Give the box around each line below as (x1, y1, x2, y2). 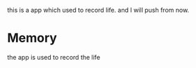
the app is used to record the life (7, 53, 101, 61)
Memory (7, 31, 58, 46)
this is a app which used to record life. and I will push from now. (7, 6, 190, 14)
